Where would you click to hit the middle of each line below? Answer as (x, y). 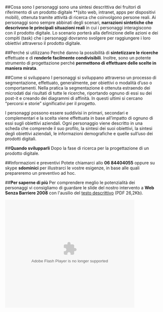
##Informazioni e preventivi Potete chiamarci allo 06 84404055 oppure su (80, 163)
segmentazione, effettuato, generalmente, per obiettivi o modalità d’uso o (79, 83)
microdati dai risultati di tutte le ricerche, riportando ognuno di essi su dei (79, 93)
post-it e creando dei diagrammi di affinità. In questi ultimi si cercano (74, 98)
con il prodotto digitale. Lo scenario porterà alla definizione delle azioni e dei (81, 33)
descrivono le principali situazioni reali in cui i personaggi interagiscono (78, 28)
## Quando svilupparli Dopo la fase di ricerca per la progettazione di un (77, 148)
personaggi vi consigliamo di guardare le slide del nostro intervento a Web (80, 188)
